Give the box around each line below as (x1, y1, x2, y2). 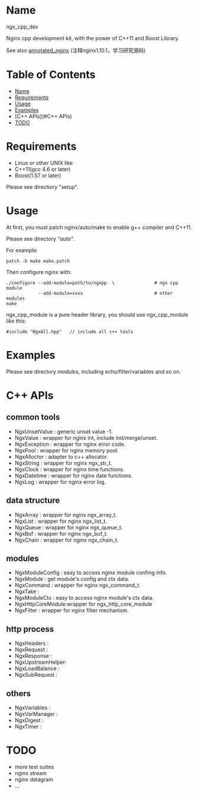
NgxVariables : (14, 704, 51, 711)
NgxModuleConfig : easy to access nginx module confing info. (14, 569, 167, 576)
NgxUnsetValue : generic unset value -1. (14, 427, 113, 435)
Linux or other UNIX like (14, 159, 73, 166)
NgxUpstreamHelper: (14, 658, 67, 666)
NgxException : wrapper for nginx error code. (14, 441, 126, 448)
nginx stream (14, 769, 47, 776)
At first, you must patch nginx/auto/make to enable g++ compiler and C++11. (6, 223, 192, 231)
